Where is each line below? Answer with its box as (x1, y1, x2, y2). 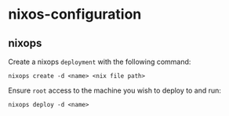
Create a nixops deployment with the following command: (8, 57, 191, 66)
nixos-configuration (8, 5, 142, 23)
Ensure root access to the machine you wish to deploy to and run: (8, 86, 222, 95)
